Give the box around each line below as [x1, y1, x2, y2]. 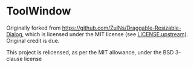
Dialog [6, 30, 22, 37]
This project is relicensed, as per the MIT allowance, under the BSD [6, 48, 174, 56]
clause [6, 55, 23, 62]
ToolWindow [6, 4, 71, 18]
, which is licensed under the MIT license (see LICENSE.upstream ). [22, 30, 189, 37]
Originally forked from [6, 24, 61, 31]
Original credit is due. [6, 37, 60, 44]
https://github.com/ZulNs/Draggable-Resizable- [62, 24, 181, 31]
